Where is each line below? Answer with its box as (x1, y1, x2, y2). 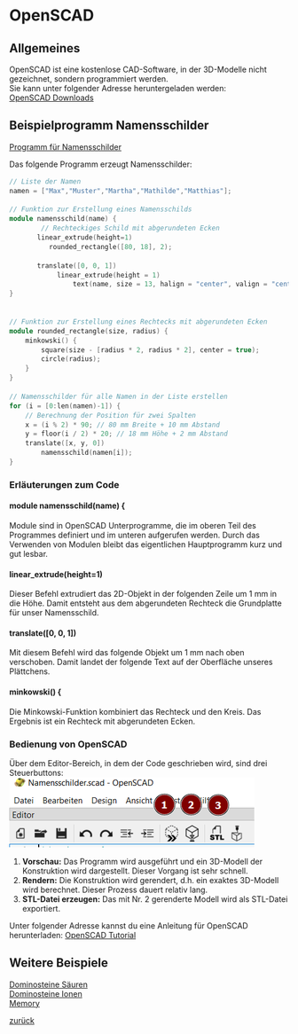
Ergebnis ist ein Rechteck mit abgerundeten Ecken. (9, 716, 196, 726)
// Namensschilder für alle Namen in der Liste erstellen (9, 392, 228, 401)
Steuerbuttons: (9, 767, 64, 778)
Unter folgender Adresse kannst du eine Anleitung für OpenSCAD (9, 920, 248, 931)
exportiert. (21, 903, 60, 913)
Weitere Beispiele (9, 955, 108, 971)
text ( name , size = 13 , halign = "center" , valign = (72, 280, 268, 289)
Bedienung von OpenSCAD (9, 738, 128, 750)
